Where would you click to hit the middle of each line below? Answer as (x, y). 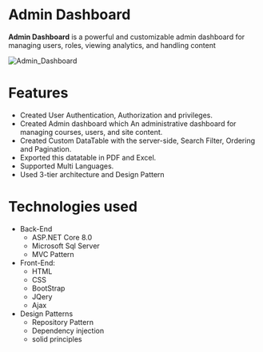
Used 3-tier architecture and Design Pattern (92, 174)
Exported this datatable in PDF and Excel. (88, 157)
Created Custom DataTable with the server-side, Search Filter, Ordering (137, 140)
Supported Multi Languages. (67, 166)
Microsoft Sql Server (66, 246)
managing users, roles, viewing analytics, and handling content (112, 45)
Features (38, 93)
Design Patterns (46, 314)
